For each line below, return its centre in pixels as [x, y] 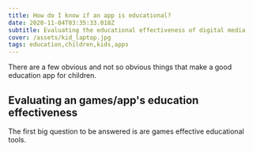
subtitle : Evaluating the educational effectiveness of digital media [127, 30]
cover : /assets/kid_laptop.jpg [60, 37]
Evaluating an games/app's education [104, 100]
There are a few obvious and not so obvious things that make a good [120, 67]
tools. [17, 139]
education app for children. [53, 75]
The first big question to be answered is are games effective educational [126, 131]
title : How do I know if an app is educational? [90, 15]
